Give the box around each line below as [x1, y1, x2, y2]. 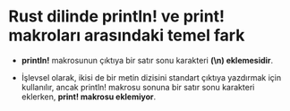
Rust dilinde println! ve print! [8, 6, 226, 27]
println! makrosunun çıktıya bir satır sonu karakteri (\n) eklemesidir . [21, 55, 274, 65]
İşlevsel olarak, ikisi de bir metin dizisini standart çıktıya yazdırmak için [21, 72, 282, 82]
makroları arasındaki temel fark [8, 25, 245, 46]
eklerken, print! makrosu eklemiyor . [21, 91, 157, 102]
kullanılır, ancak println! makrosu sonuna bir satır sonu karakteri [21, 81, 255, 92]
